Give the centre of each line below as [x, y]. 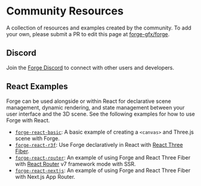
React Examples [37, 86]
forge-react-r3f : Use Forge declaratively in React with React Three [99, 144]
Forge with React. [28, 120]
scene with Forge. [37, 138]
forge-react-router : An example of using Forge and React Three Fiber [103, 157]
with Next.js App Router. [45, 176]
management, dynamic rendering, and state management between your [96, 107]
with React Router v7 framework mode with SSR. [75, 164]
